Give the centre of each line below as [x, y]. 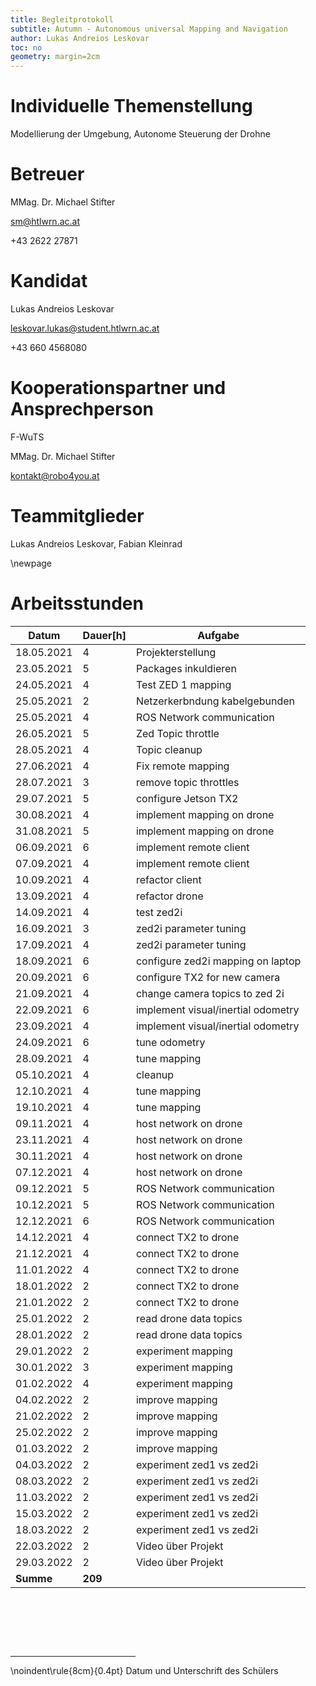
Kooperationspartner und [118, 388]
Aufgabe [218, 635]
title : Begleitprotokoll [62, 19]
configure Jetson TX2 [187, 798]
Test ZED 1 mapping [183, 684]
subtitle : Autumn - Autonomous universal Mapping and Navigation [149, 29]
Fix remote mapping [182, 766]
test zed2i [159, 912]
